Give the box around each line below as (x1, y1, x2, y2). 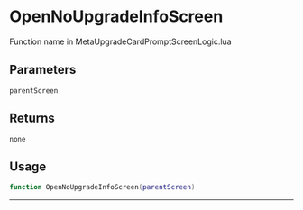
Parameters (9, 62, 77, 78)
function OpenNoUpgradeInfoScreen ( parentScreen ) (9, 183, 196, 192)
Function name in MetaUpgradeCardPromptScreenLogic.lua (9, 36, 232, 47)
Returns (9, 111, 56, 126)
